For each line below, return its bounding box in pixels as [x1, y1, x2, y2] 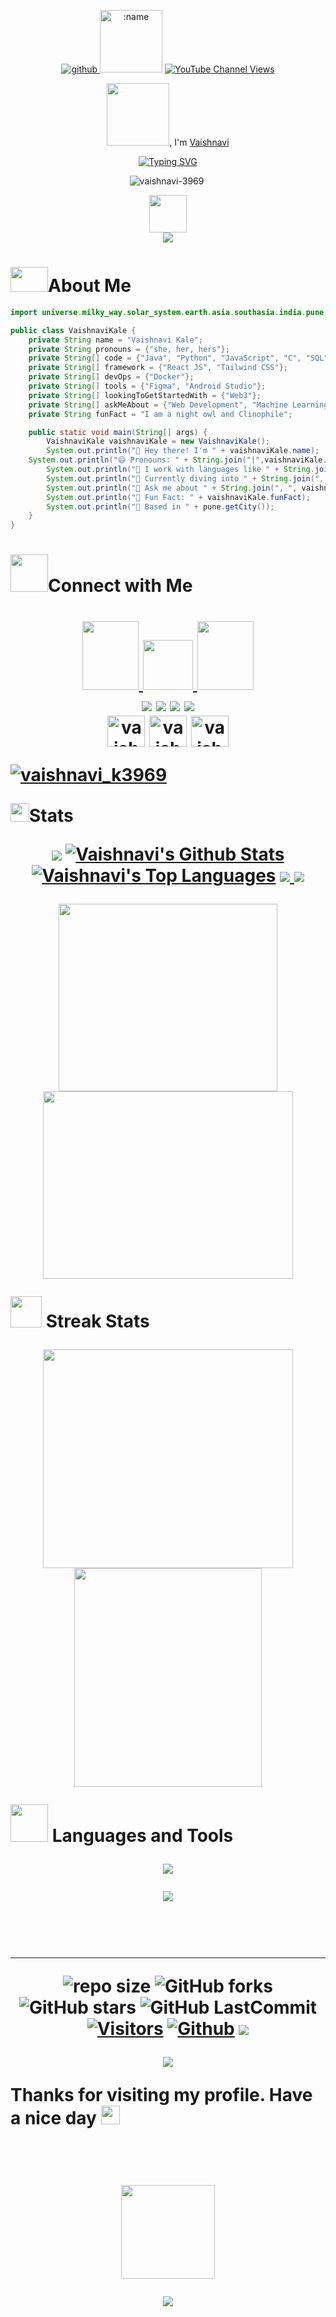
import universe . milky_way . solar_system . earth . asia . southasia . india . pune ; [10, 307, 329, 317]
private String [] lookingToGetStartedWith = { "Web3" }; [28, 390, 262, 400]
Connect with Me [48, 575, 193, 597]
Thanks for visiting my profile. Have [10, 2083, 313, 2106]
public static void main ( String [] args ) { [28, 427, 208, 437]
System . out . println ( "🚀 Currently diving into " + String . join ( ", [46, 473, 325, 484]
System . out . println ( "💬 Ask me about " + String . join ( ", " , [46, 483, 298, 493]
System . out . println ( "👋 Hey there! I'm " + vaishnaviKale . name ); [46, 446, 320, 456]
